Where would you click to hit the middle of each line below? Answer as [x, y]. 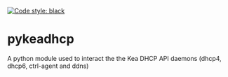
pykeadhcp [41, 39]
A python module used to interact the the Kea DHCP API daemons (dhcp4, [115, 58]
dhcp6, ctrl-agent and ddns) [48, 66]
